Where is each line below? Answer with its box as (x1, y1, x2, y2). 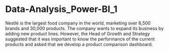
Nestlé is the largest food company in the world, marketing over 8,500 (5, 20, 151, 26)
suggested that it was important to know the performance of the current (5, 36, 155, 42)
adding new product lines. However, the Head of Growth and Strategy (5, 30, 150, 36)
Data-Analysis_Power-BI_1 (5, 3, 118, 15)
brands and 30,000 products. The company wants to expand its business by (5, 25, 164, 31)
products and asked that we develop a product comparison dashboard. (5, 41, 153, 47)
